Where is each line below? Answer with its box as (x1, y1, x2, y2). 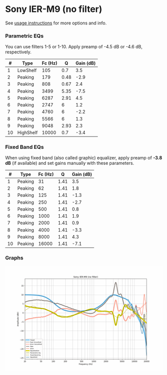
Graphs (5, 254, 23, 261)
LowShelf (17, 67, 37, 73)
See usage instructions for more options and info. (5, 20, 107, 26)
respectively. (5, 49, 31, 55)
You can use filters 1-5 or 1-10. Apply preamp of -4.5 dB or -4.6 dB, (5, 44, 143, 50)
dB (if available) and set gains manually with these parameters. (5, 160, 135, 166)
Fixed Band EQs (5, 143, 44, 150)
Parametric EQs (5, 32, 44, 39)
